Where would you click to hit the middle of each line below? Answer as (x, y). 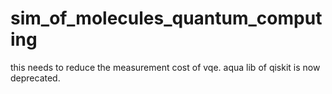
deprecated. (35, 78)
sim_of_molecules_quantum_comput (166, 18)
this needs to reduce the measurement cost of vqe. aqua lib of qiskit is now (165, 67)
